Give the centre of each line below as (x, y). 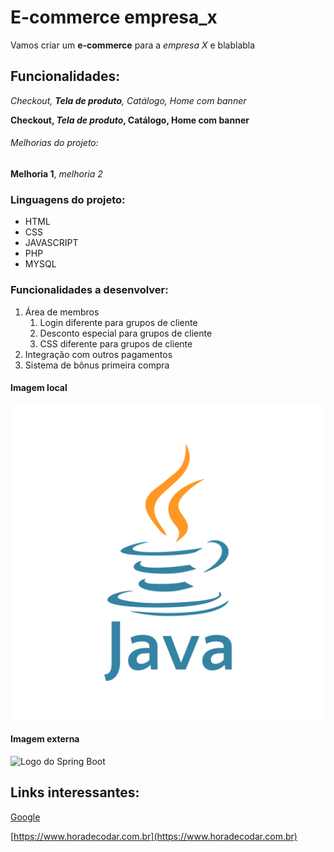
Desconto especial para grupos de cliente (126, 333)
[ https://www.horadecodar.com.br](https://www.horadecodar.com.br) (154, 836)
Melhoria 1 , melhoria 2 (56, 173)
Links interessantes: (75, 792)
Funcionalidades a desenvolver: (89, 290)
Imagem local (39, 388)
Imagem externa (45, 739)
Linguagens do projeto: (68, 199)
